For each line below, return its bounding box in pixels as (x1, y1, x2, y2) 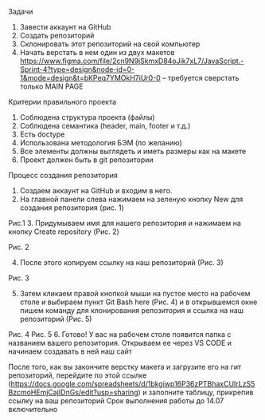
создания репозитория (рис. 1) (19, 203, 125, 212)
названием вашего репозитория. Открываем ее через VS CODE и (8, 339, 232, 347)
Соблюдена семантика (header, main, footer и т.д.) (19, 121, 191, 130)
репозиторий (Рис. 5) (19, 315, 92, 323)
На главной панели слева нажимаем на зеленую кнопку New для (19, 195, 244, 204)
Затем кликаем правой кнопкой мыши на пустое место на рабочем (19, 289, 251, 298)
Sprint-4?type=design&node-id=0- (19, 65, 135, 74)
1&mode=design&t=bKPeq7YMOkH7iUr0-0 (19, 73, 161, 82)
